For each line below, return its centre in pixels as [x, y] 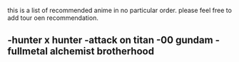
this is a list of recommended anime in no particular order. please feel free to [119, 10]
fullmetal [28, 52]
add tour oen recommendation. [53, 18]
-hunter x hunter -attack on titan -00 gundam [110, 40]
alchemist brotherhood [102, 52]
